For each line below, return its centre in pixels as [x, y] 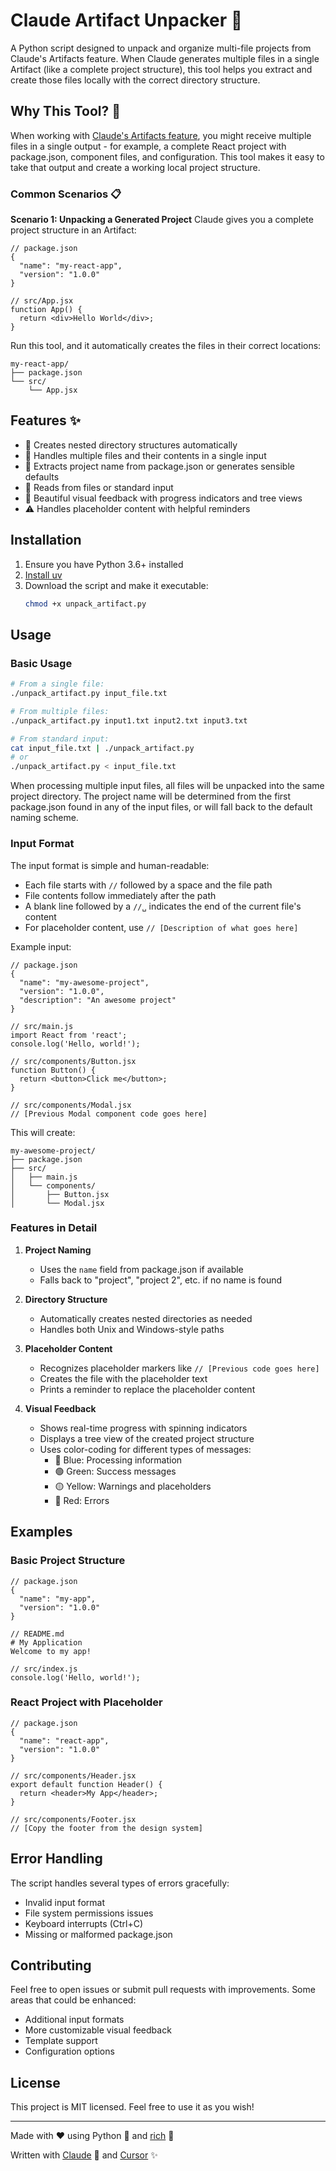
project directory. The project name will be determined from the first [151, 796]
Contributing [51, 1965]
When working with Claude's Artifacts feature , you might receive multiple [161, 135]
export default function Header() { [86, 1784]
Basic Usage [41, 663]
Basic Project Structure [68, 1561]
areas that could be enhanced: [73, 2000]
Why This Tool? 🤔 [65, 111]
